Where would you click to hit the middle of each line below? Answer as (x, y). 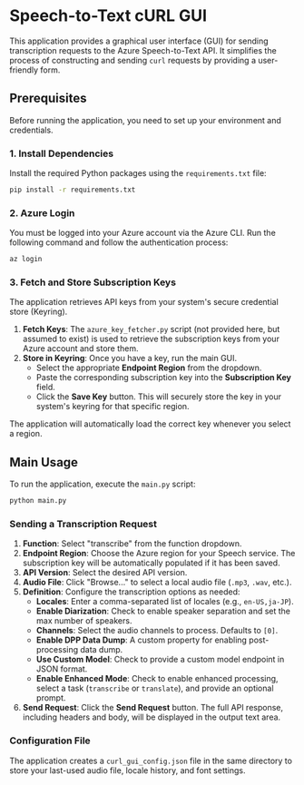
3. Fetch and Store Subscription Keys (93, 282)
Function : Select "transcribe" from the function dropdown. (132, 544)
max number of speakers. (84, 621)
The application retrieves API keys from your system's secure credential (144, 302)
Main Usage (44, 462)
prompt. (51, 698)
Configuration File (50, 741)
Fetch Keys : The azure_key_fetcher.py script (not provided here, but (151, 329)
